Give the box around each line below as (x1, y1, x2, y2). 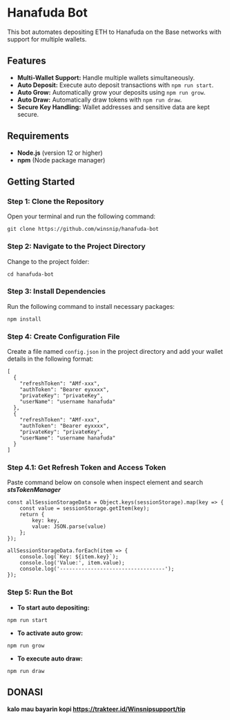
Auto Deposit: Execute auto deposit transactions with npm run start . (17, 81, 214, 89)
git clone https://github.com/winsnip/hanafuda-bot (7, 226, 159, 233)
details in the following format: (7, 354, 94, 363)
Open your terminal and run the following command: (7, 212, 156, 220)
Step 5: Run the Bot (7, 587, 73, 597)
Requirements (7, 130, 69, 142)
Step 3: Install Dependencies (7, 287, 106, 296)
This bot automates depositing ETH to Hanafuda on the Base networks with (7, 28, 222, 36)
